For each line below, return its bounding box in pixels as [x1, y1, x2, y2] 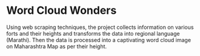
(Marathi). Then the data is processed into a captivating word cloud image [6, 36, 192, 43]
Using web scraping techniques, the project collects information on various [6, 23, 194, 31]
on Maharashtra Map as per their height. [6, 43, 107, 50]
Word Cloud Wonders [6, 4, 117, 17]
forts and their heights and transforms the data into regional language [6, 30, 180, 37]
